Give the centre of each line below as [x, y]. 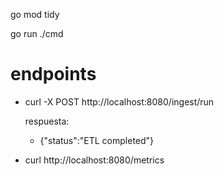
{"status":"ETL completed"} [97, 140]
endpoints [53, 74]
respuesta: [47, 121]
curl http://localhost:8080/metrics [94, 160]
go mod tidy [35, 14]
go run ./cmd [37, 33]
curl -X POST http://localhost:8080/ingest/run [119, 101]
